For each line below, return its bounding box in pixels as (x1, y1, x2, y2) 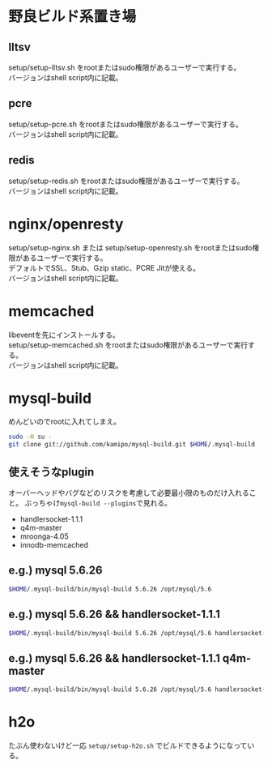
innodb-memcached (19, 540, 89, 549)
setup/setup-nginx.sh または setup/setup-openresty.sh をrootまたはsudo (8, 242, 253, 252)
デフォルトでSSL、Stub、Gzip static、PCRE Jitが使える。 (8, 262, 201, 272)
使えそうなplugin (8, 465, 95, 479)
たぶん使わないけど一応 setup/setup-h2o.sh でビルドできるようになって (8, 740, 248, 750)
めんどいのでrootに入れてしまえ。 (8, 416, 121, 426)
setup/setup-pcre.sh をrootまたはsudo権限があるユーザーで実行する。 (8, 119, 243, 129)
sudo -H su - (8, 433, 53, 442)
